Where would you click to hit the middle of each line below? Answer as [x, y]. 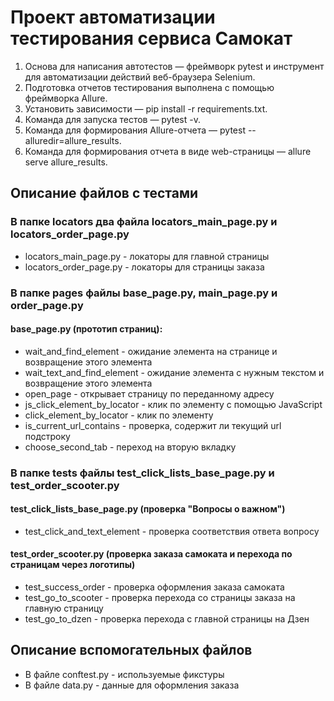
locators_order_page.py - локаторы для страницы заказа [144, 267]
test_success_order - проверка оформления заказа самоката [154, 587]
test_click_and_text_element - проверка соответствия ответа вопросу [172, 531]
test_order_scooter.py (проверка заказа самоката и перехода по [151, 554]
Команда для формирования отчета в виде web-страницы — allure [168, 151]
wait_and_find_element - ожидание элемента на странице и [151, 351]
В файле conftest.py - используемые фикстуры [124, 674]
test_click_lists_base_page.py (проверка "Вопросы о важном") [148, 509]
